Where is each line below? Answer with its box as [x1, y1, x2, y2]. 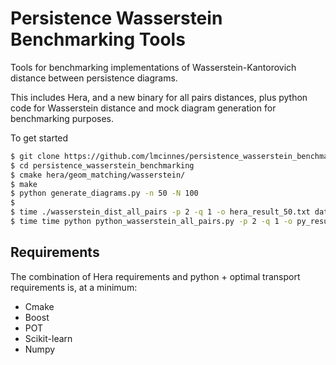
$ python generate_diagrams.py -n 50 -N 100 [10, 188, 199, 199]
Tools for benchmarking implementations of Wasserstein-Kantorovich [10, 61, 297, 73]
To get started [10, 132, 69, 144]
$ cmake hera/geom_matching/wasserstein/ [10, 170, 186, 180]
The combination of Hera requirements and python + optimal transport [10, 270, 301, 282]
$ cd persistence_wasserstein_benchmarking [10, 160, 195, 171]
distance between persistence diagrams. [10, 72, 178, 84]
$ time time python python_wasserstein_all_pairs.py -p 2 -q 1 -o [10, 217, 293, 227]
